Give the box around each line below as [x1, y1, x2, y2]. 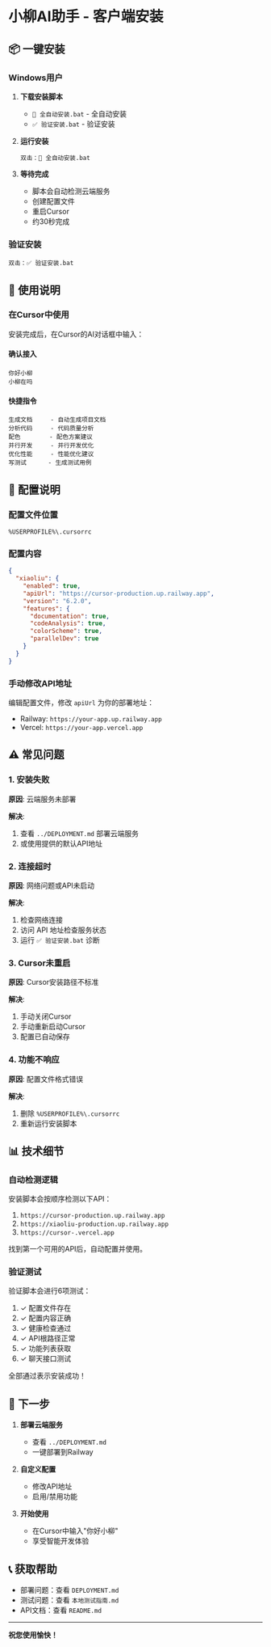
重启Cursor [31, 206, 70, 216]
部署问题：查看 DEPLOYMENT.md [19, 1586, 119, 1595]
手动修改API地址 [8, 678, 73, 689]
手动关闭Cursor [19, 1011, 72, 1021]
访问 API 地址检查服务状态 [19, 925, 107, 935]
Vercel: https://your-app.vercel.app [19, 722, 144, 732]
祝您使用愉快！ [8, 1630, 58, 1640]
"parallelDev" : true [29, 635, 99, 643]
